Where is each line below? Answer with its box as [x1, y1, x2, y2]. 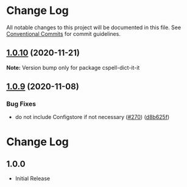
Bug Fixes [6, 100, 37, 108]
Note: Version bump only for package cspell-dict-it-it [6, 64, 140, 71]
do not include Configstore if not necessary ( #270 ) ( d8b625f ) [15, 114, 170, 121]
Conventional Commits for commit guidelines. [6, 30, 121, 37]
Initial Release [15, 175, 51, 182]
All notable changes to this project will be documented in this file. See [6, 24, 182, 31]
